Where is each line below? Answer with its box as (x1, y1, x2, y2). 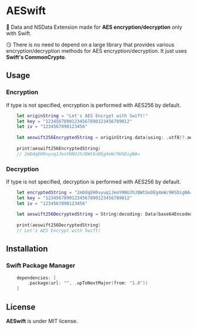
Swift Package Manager (6, 262, 76, 270)
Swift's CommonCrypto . (6, 53, 66, 60)
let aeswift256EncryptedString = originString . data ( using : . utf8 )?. (16, 135, 188, 141)
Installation (6, 244, 48, 254)
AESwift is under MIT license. (6, 318, 78, 325)
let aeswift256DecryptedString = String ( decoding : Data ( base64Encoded (16, 211, 193, 218)
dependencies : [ (16, 274, 57, 281)
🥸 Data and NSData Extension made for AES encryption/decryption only (6, 23, 183, 30)
